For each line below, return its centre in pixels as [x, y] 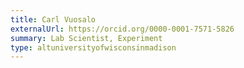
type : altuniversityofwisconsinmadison [93, 47]
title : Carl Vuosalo [53, 19]
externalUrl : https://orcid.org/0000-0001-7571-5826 [122, 29]
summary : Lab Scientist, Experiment [86, 38]
